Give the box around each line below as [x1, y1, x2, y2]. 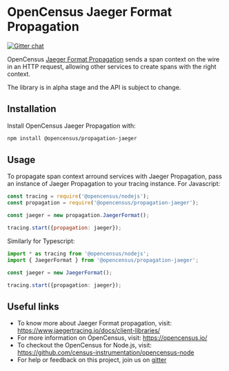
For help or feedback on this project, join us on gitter [17, 356, 167, 364]
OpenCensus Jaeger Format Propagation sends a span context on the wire [7, 55, 220, 63]
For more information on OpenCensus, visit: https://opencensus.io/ [17, 334, 208, 342]
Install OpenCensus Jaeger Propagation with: [7, 122, 136, 130]
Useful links [7, 301, 60, 312]
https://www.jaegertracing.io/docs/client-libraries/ [17, 326, 161, 335]
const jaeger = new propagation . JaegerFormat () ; [7, 212, 150, 219]
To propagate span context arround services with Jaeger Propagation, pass [7, 172, 222, 180]
